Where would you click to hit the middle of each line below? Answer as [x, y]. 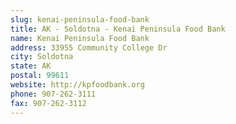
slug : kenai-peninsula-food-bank [80, 19]
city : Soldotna [42, 57]
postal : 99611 [40, 76]
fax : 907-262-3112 [48, 103]
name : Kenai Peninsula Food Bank [80, 38]
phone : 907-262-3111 [53, 94]
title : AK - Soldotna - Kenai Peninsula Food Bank [118, 29]
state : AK [31, 66]
